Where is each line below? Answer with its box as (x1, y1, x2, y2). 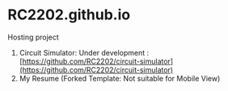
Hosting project (7, 32, 60, 42)
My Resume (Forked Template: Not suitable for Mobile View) (19, 73, 221, 83)
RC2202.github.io (7, 6, 131, 24)
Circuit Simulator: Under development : (19, 48, 150, 57)
